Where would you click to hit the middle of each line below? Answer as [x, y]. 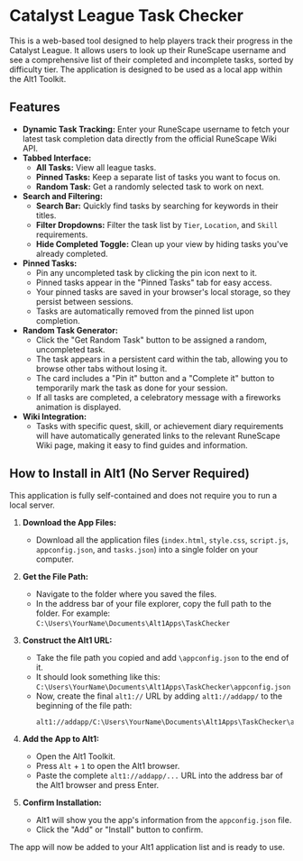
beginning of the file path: [84, 705]
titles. [46, 215]
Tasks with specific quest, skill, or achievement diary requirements [160, 426]
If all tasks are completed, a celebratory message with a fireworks [158, 397]
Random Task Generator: [70, 330]
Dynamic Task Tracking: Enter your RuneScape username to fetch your [156, 129]
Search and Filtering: [63, 196]
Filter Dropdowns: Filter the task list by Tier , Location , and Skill [156, 224]
